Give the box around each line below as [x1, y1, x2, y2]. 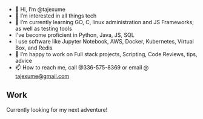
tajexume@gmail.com [15, 72, 70, 80]
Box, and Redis [15, 44, 53, 51]
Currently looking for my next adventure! [6, 106, 108, 113]
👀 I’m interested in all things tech [15, 12, 97, 19]
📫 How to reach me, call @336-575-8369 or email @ [15, 64, 149, 71]
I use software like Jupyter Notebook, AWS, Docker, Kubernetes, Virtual [15, 38, 194, 45]
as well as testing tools [15, 25, 73, 32]
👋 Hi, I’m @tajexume [15, 6, 65, 13]
